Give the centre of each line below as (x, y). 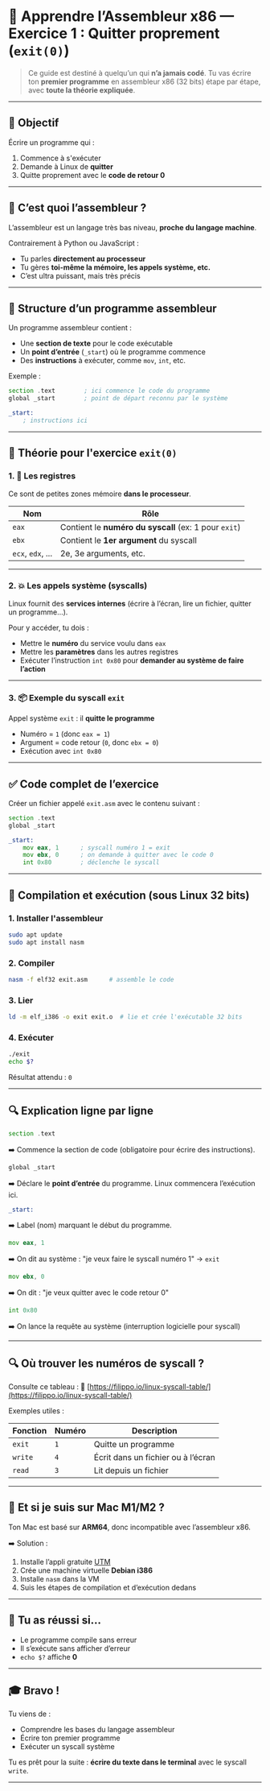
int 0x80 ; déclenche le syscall (91, 862)
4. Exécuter (31, 1037)
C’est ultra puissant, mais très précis (80, 275)
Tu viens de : (29, 1714)
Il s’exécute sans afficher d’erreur (75, 1648)
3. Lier (21, 1000)
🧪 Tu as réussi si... (55, 1621)
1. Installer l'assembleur (56, 918)
